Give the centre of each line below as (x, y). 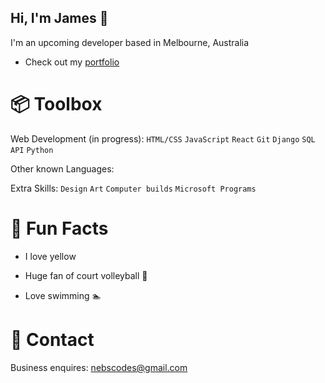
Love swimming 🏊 (63, 295)
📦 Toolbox (56, 104)
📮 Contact (52, 339)
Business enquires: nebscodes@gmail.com (99, 367)
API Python (32, 150)
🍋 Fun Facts (59, 228)
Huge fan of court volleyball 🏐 (86, 275)
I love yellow (50, 256)
